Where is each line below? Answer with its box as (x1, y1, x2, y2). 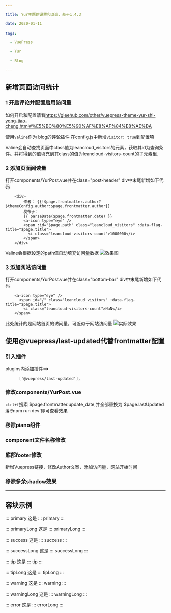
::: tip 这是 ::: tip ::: (5, 558, 43, 565)
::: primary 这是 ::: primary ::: (5, 515, 65, 521)
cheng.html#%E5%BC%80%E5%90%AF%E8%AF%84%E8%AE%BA (5, 123, 152, 129)
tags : (5, 31, 17, 36)
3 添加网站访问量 (5, 263, 47, 271)
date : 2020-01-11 (5, 21, 42, 26)
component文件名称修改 (5, 436, 66, 443)
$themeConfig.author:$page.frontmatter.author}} (5, 203, 110, 209)
